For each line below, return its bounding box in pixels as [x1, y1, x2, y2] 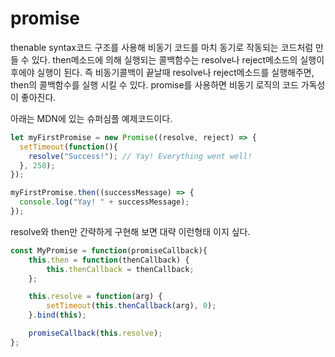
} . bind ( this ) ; [28, 310, 87, 321]
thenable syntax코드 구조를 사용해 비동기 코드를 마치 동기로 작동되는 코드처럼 [10, 41, 314, 53]
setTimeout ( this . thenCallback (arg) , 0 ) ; [46, 301, 217, 311]
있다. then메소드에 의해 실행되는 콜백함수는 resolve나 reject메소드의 [31, 53, 298, 66]
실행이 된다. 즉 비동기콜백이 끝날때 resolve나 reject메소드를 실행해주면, [36, 66, 315, 78]
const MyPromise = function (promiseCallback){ [10, 245, 208, 256]
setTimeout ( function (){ [19, 142, 118, 152]
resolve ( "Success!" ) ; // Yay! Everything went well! [28, 151, 253, 161]
